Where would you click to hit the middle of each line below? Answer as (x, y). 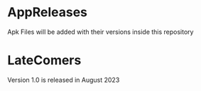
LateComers (44, 60)
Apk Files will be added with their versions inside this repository (101, 32)
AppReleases (47, 12)
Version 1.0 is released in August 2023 (64, 80)
